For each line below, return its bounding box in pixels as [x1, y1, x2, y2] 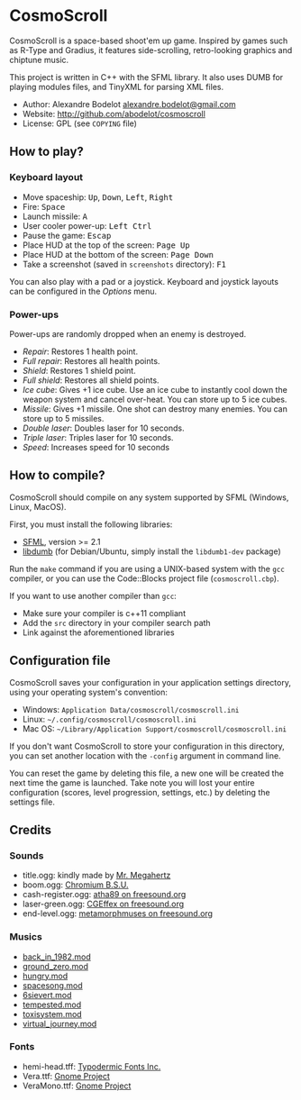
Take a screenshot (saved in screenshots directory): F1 [22, 259, 227, 269]
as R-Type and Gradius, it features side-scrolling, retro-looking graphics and [9, 44, 293, 55]
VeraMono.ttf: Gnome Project [22, 1080, 132, 1091]
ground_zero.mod [22, 960, 88, 971]
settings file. [9, 796, 56, 807]
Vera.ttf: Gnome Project [22, 1070, 111, 1081]
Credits [9, 822, 52, 838]
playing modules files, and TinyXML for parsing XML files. [9, 81, 223, 92]
